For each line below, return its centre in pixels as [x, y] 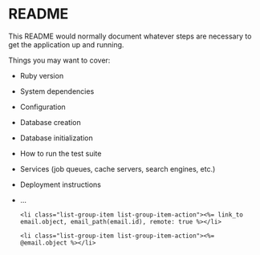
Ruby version [42, 75]
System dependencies [57, 91]
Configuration [43, 107]
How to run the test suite [61, 153]
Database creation [51, 122]
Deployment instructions [61, 184]
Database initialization [57, 138]
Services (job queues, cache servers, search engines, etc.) [118, 168]
